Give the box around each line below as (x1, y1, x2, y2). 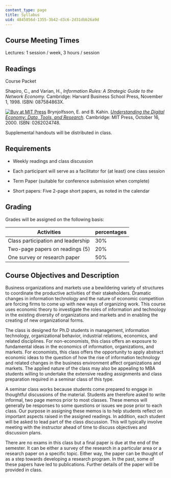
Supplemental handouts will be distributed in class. (5, 130, 112, 136)
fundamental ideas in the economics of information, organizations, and (5, 344, 154, 350)
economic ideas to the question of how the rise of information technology (5, 355, 160, 361)
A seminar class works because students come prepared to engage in (5, 386, 153, 392)
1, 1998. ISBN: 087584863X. (5, 99, 65, 105)
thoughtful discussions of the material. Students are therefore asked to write (5, 391, 166, 398)
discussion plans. (5, 430, 42, 436)
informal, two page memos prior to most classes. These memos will (5, 397, 148, 403)
